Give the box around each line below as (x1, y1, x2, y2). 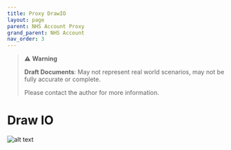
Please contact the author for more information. (23, 89, 160, 97)
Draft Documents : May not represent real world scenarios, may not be (23, 68, 225, 76)
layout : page (7, 17, 45, 23)
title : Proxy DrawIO (7, 10, 67, 17)
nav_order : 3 (7, 36, 45, 43)
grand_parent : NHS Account (7, 29, 85, 36)
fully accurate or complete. (23, 75, 101, 83)
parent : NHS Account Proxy (7, 23, 85, 30)
